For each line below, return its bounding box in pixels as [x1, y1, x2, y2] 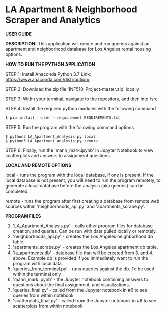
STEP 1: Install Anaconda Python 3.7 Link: [5, 71, 92, 77]
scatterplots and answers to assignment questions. [5, 152, 111, 158]
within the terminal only [12, 271, 61, 277]
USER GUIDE [5, 31, 32, 37]
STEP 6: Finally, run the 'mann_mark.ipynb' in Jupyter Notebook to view [5, 147, 154, 153]
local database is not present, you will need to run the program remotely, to [5, 177, 161, 183]
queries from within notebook [12, 292, 74, 298]
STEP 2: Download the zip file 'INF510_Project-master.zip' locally [5, 86, 139, 92]
